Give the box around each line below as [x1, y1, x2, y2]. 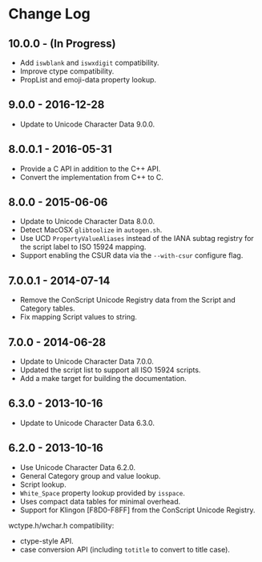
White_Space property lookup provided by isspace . [19, 488, 186, 497]
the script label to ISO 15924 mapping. [19, 242, 147, 252]
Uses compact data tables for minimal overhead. [19, 496, 181, 506]
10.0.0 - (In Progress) [8, 37, 116, 50]
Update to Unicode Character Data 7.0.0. [19, 357, 154, 367]
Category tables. [19, 303, 75, 313]
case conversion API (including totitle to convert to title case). [19, 544, 231, 554]
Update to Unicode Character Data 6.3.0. [19, 418, 155, 428]
